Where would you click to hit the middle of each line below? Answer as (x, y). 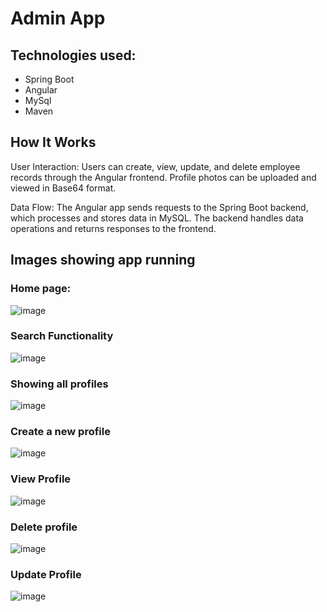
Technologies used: (73, 55)
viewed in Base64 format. (63, 188)
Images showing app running (103, 260)
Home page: (41, 289)
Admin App (58, 18)
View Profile (41, 479)
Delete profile (44, 527)
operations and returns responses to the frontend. (113, 228)
